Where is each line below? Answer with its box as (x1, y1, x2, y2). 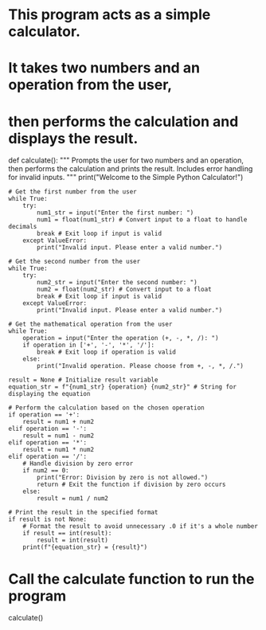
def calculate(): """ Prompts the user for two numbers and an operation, (8, 155, 244, 165)
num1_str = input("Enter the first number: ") (37, 209, 194, 217)
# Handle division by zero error (22, 460, 134, 468)
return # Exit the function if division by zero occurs (37, 480, 226, 489)
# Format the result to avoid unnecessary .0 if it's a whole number (22, 522, 259, 530)
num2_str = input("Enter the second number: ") (37, 279, 198, 287)
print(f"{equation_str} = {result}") (22, 543, 148, 551)
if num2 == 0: (22, 467, 69, 475)
